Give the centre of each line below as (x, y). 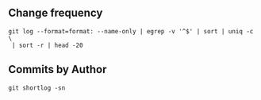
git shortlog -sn (37, 88)
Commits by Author (58, 69)
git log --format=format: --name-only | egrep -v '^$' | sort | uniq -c (131, 31)
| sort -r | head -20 (47, 45)
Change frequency (56, 13)
